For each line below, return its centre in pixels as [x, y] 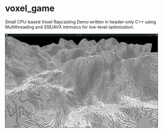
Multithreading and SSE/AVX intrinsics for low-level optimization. [70, 27]
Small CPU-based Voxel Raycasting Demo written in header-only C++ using [81, 22]
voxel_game [30, 8]
